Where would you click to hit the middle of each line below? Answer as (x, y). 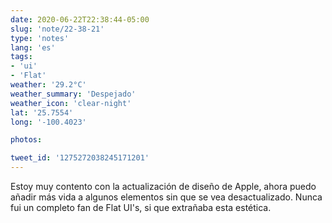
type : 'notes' (40, 38)
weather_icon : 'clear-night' (71, 103)
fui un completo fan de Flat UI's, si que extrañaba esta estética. (141, 207)
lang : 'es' (33, 47)
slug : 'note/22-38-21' (57, 29)
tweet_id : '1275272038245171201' (80, 158)
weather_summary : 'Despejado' (73, 94)
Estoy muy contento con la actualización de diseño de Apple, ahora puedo (163, 186)
